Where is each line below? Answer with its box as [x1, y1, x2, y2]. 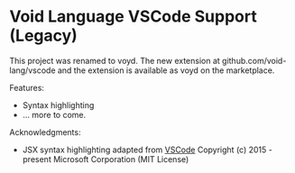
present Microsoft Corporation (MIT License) [22, 153, 189, 164]
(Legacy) [9, 25, 78, 46]
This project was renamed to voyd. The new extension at [9, 55, 221, 66]
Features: [9, 82, 45, 93]
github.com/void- [222, 55, 287, 66]
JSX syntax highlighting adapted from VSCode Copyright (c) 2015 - [22, 144, 272, 155]
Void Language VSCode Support [9, 6, 257, 27]
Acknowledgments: [9, 126, 81, 137]
